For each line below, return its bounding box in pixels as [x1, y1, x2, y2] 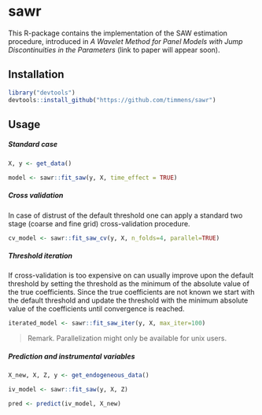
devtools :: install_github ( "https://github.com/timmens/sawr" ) [8, 96, 216, 104]
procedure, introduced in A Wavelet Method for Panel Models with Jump [8, 36, 243, 46]
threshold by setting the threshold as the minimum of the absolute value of [8, 279, 250, 288]
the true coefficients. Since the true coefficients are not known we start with [8, 288, 255, 297]
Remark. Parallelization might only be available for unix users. [27, 333, 227, 343]
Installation [8, 68, 65, 81]
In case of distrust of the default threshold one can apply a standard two [8, 211, 243, 220]
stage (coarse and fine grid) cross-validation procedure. [8, 219, 190, 228]
